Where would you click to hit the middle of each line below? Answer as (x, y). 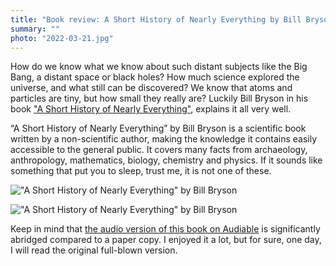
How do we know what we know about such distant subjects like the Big (159, 67)
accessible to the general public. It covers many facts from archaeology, (159, 150)
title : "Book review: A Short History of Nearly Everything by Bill (156, 19)
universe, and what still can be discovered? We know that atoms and (151, 88)
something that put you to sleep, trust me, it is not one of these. (141, 171)
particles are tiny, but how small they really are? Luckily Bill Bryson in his (159, 98)
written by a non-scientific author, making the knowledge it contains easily (164, 139)
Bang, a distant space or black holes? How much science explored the (155, 77)
